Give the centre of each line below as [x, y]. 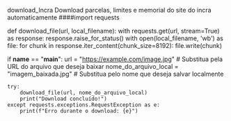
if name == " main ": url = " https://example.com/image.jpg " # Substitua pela [115, 59]
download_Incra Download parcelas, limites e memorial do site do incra [109, 10]
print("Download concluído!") [64, 99]
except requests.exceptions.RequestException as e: [83, 105]
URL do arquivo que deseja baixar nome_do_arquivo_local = [93, 66]
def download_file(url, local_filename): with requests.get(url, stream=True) [114, 31]
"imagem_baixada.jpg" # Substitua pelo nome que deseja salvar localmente [115, 74]
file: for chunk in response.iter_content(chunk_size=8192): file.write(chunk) [115, 46]
